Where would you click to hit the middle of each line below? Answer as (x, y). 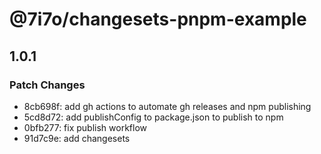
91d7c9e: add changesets (77, 138)
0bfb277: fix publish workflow (85, 127)
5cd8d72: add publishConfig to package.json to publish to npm (153, 117)
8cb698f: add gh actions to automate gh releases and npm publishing (167, 106)
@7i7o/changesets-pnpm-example (158, 19)
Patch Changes (47, 85)
